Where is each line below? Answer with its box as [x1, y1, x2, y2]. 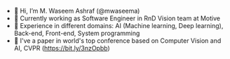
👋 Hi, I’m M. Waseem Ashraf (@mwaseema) [13, 7, 140, 15]
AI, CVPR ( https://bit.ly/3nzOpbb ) [13, 44, 110, 52]
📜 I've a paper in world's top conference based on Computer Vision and [13, 37, 222, 45]
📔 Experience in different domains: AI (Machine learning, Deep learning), [13, 22, 224, 29]
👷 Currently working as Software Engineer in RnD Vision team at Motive [13, 14, 221, 22]
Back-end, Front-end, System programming [13, 29, 140, 37]
